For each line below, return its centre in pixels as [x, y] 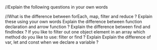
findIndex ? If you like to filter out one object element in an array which [75, 32]
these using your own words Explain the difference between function [74, 22]
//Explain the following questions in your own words [57, 7]
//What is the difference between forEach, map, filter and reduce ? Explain [79, 16]
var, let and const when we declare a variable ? [52, 42]
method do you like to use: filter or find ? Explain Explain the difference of [78, 37]
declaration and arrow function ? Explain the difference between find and [78, 27]
